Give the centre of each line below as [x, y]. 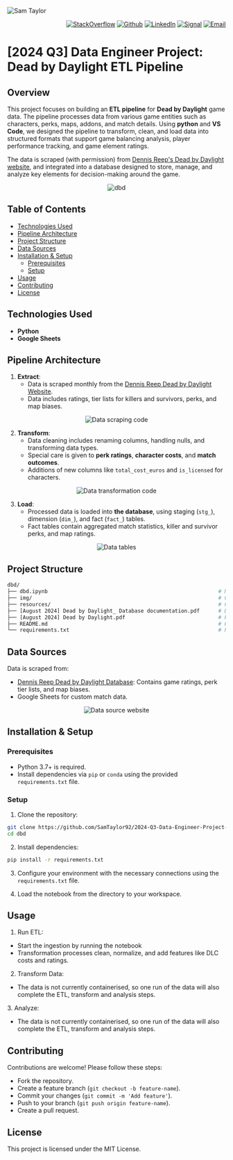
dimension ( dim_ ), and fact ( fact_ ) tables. [86, 519]
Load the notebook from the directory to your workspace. [100, 894]
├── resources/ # [114, 604]
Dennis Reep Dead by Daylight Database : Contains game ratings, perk [117, 682]
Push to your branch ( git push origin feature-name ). [94, 1103]
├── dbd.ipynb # [114, 592]
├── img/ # [114, 598]
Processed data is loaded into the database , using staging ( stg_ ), [121, 512]
